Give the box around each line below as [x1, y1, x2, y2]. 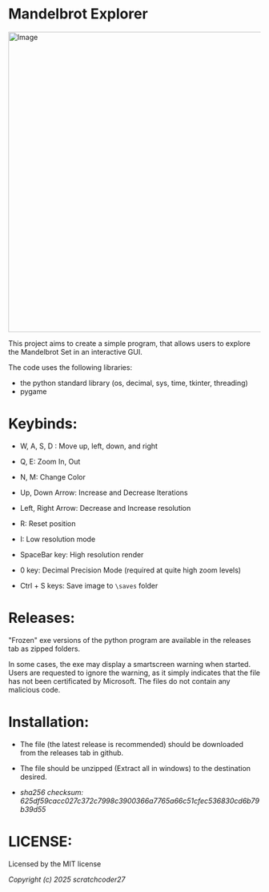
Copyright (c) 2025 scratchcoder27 [8, 874, 126, 884]
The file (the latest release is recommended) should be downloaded [19, 739, 244, 749]
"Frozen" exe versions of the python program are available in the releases [8, 635, 251, 645]
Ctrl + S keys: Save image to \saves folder [19, 581, 159, 590]
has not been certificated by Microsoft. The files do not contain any [8, 676, 231, 685]
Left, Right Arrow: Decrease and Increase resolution [19, 503, 191, 512]
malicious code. [8, 685, 61, 694]
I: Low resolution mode [19, 534, 96, 544]
